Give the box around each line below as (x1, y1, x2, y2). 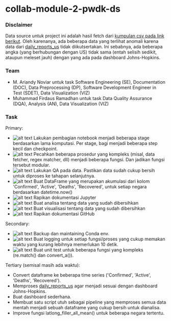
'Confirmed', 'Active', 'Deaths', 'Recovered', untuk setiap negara (12, 184, 147, 190)
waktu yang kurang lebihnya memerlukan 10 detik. (12, 241, 119, 248)
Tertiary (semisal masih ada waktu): (5, 262, 80, 268)
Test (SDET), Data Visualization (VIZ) (12, 90, 90, 96)
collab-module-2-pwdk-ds (5, 3, 121, 15)
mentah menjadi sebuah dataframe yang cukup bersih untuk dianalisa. (12, 305, 161, 311)
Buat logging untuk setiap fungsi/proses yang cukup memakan (33, 236, 165, 242)
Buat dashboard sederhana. (12, 294, 71, 300)
